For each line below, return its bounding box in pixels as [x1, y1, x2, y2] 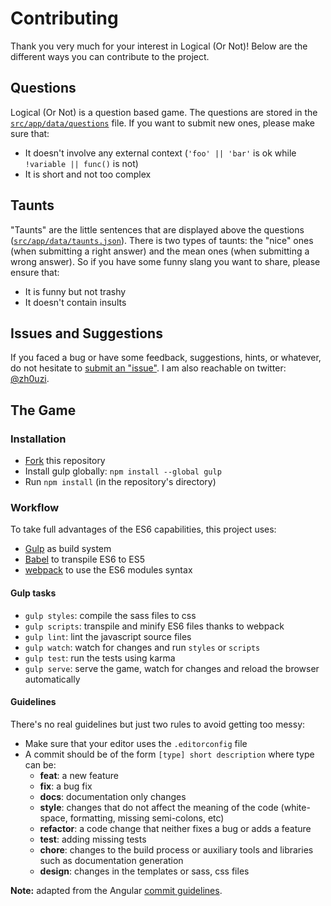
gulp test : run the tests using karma [24, 652, 176, 664]
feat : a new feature [39, 769, 119, 781]
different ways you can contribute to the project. [10, 50, 210, 62]
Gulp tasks [10, 587, 57, 599]
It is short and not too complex [24, 168, 152, 180]
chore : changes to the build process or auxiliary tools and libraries [39, 843, 314, 856]
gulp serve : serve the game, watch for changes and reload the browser [24, 662, 320, 674]
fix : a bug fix [39, 780, 93, 792]
